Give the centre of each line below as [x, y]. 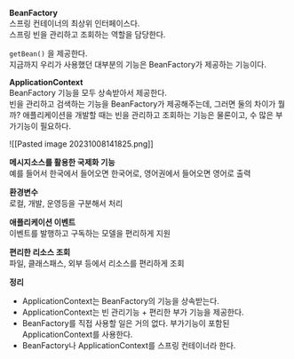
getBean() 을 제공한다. [48, 53]
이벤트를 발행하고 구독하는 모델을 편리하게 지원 [90, 233]
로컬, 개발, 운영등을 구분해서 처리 [66, 203]
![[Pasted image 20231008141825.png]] [81, 144]
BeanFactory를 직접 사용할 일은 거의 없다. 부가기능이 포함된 [126, 323]
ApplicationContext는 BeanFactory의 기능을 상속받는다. [120, 301]
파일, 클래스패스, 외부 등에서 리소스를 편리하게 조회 [97, 263]
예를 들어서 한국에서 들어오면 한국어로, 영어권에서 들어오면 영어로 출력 [130, 173]
